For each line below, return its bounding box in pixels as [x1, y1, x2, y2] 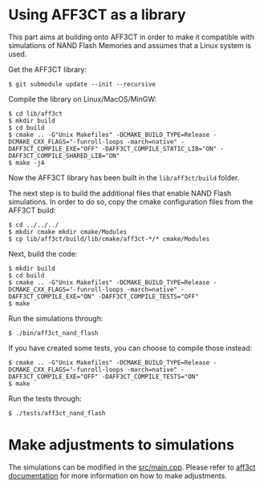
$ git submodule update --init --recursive [8, 80, 156, 88]
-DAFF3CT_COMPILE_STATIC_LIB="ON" [101, 144, 217, 153]
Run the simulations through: [8, 313, 104, 323]
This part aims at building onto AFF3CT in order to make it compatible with [8, 32, 254, 42]
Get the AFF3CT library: [8, 64, 87, 74]
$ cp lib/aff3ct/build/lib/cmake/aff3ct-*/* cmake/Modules [8, 235, 210, 243]
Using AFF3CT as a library [8, 6, 186, 24]
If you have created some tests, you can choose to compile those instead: [8, 343, 253, 353]
